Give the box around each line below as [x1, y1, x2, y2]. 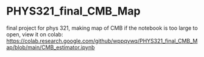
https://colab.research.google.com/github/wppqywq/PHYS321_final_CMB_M [6, 37, 198, 44]
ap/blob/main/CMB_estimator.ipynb [6, 44, 96, 51]
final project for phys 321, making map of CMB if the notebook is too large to [6, 24, 198, 32]
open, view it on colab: [6, 30, 63, 38]
